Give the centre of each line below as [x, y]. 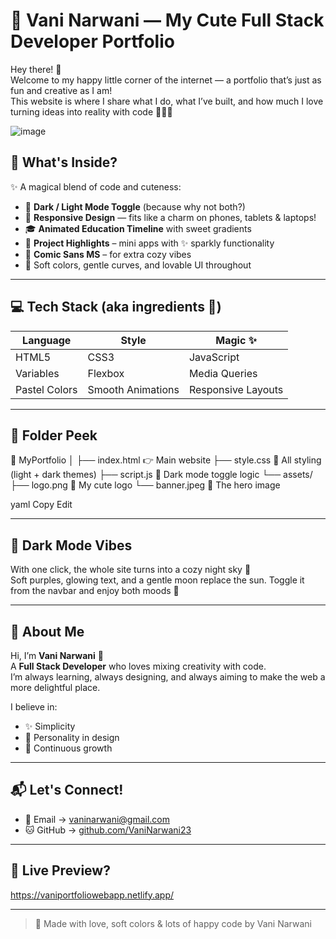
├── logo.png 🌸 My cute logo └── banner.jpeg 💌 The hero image [145, 485]
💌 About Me [47, 631]
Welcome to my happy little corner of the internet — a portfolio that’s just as [166, 80]
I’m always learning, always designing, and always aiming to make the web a [168, 677]
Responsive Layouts [236, 389]
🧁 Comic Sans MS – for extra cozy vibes [108, 254]
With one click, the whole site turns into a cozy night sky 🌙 [131, 570]
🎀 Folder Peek [54, 435]
